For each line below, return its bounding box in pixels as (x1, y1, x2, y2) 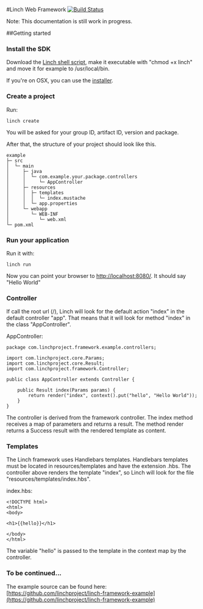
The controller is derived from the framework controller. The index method (6, 414, 193, 421)
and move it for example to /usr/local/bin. (6, 65, 110, 73)
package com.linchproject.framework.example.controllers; (6, 345, 157, 351)
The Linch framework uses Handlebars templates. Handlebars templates (6, 456, 188, 464)
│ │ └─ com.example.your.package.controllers (6, 173, 138, 180)
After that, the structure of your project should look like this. (6, 140, 157, 148)
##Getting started (6, 29, 51, 37)
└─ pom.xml (6, 222, 34, 228)
